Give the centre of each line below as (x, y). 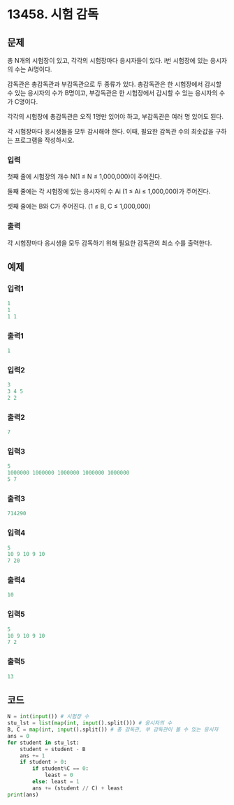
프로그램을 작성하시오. (44, 140)
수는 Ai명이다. (33, 69)
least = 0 (59, 775)
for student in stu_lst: (43, 743)
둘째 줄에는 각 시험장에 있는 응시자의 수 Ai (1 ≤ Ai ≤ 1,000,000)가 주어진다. (109, 191)
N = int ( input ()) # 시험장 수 (48, 717)
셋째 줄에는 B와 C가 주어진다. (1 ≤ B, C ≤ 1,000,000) (79, 206)
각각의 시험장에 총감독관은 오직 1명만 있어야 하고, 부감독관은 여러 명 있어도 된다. (115, 117)
